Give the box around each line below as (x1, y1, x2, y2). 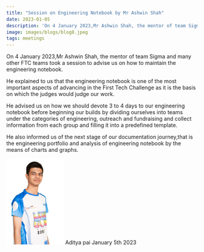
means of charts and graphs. (6, 146, 79, 154)
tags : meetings (6, 35, 45, 42)
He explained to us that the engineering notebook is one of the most (6, 78, 177, 85)
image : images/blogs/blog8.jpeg (6, 29, 88, 35)
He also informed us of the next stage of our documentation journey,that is (6, 134, 193, 141)
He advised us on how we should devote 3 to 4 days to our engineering (6, 102, 185, 109)
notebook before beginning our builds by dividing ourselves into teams (6, 109, 183, 116)
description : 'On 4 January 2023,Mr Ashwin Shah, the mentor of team (6, 22, 186, 29)
